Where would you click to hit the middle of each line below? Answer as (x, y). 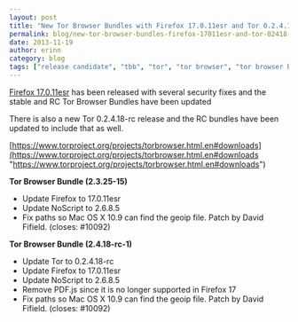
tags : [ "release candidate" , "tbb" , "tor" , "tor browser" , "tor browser (146, 67)
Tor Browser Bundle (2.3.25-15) (68, 181)
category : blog (37, 59)
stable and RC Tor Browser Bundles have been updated (110, 101)
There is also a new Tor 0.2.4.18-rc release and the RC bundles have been (144, 118)
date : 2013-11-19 (41, 42)
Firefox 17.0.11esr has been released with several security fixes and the (138, 92)
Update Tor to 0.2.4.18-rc (68, 261)
